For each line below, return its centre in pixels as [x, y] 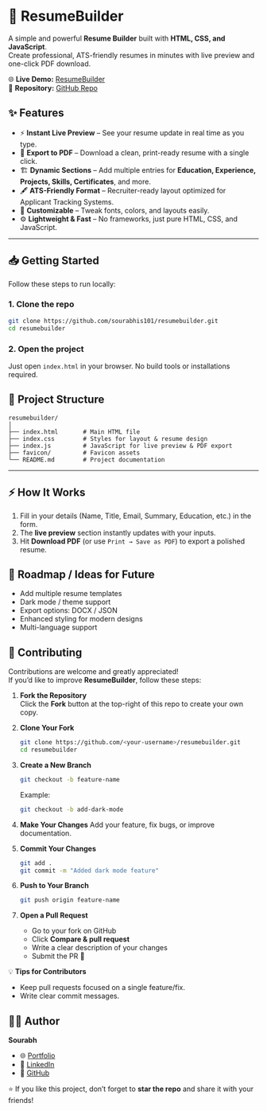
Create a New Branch [55, 765]
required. [23, 374]
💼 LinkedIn [37, 1065]
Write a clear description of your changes [100, 948]
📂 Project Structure [56, 400]
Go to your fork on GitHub [74, 931]
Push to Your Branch [54, 886]
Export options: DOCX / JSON [68, 610]
